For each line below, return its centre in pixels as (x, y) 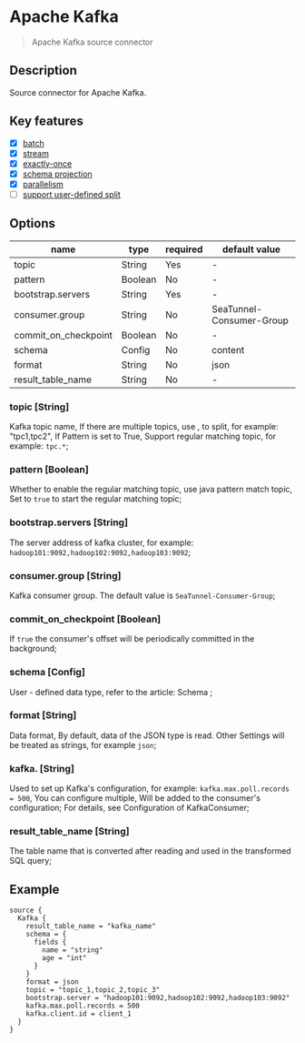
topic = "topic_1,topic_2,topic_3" (93, 990)
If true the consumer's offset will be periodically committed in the (132, 639)
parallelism (43, 184)
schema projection (57, 174)
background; (33, 649)
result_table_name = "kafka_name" (91, 927)
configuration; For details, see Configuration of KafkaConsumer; (129, 808)
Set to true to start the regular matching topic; (96, 499)
